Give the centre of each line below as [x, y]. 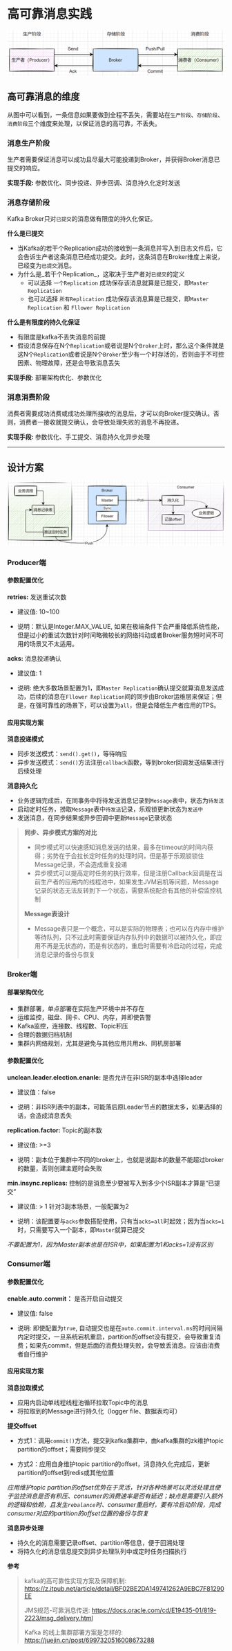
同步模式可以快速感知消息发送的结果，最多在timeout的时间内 [121, 847]
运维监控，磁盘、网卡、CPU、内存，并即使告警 [84, 1017]
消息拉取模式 [25, 1387]
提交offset [22, 1426]
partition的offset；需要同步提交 [61, 1449]
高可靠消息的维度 [43, 97]
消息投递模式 [25, 739]
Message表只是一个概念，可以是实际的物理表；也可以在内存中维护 [129, 929]
